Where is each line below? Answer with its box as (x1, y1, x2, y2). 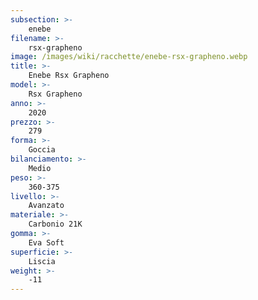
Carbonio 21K (28, 219, 83, 230)
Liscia (28, 256, 56, 266)
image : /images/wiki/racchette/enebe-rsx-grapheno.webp (10, 52, 248, 62)
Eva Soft (28, 237, 65, 248)
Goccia (28, 145, 56, 155)
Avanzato (28, 201, 65, 211)
